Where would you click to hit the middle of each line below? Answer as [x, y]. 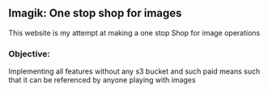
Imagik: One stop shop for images [95, 13]
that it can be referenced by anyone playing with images [102, 80]
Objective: [29, 53]
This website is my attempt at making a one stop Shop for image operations [134, 32]
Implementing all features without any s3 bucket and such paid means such [134, 71]
